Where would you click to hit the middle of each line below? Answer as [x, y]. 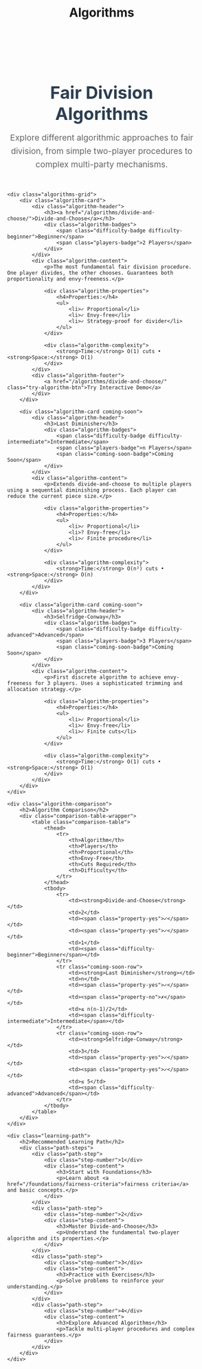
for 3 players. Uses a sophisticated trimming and [109, 683]
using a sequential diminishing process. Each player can [92, 490]
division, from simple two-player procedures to [102, 151]
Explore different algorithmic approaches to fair [102, 138]
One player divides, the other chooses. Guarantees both [90, 273]
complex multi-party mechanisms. [102, 164]
